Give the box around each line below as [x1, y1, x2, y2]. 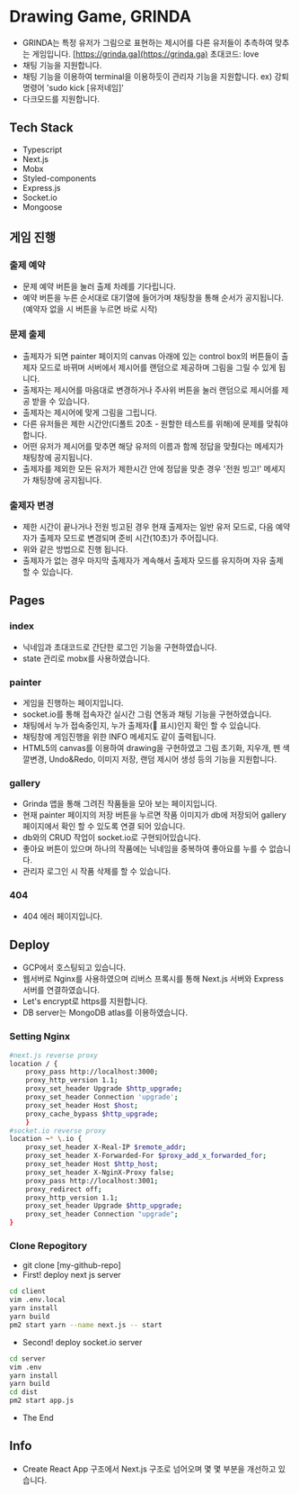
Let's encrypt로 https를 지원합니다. [22, 996, 148, 1007]
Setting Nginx [9, 1030, 71, 1043]
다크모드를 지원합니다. [22, 93, 101, 104]
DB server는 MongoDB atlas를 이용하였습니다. [22, 1007, 189, 1019]
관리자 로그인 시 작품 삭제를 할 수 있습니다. [22, 866, 171, 877]
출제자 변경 [9, 499, 55, 512]
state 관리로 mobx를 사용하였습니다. [22, 653, 151, 664]
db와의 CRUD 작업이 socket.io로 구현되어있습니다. [22, 832, 201, 843]
